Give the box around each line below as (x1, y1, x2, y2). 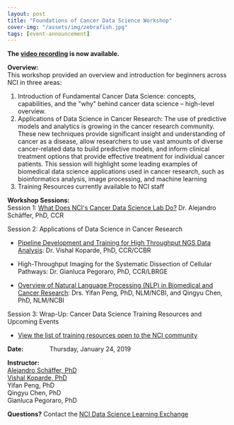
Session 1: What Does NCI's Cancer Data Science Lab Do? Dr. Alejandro (7, 203, 217, 212)
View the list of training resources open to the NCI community (17, 331, 198, 340)
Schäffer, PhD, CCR (7, 211, 64, 220)
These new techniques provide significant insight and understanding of (17, 130, 226, 138)
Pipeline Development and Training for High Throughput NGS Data (17, 239, 211, 247)
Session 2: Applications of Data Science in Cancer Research (7, 225, 182, 234)
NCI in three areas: (7, 79, 62, 87)
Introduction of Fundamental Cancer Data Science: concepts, (17, 92, 197, 101)
